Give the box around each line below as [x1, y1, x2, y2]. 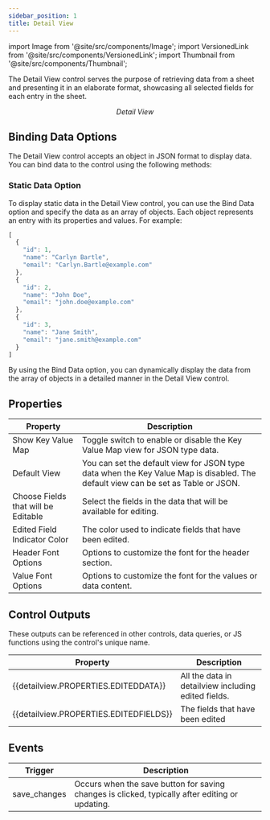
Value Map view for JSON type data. [81, 444, 219, 455]
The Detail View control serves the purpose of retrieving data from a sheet [8, 74, 255, 84]
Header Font [12, 547, 59, 558]
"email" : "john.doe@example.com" [22, 299, 135, 307]
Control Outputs [8, 608, 91, 621]
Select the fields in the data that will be [81, 496, 228, 507]
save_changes [12, 788, 67, 799]
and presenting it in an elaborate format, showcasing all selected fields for [8, 82, 254, 93]
